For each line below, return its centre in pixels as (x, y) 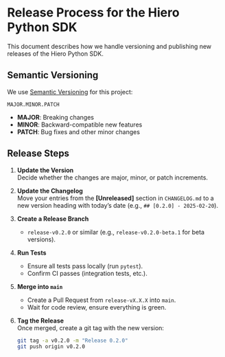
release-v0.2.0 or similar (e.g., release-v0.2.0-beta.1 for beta (116, 232)
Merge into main (40, 286)
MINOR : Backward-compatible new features (80, 125)
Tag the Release (40, 321)
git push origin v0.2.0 (51, 347)
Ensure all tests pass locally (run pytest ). (85, 266)
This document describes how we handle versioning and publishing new (109, 46)
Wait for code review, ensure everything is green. (97, 307)
